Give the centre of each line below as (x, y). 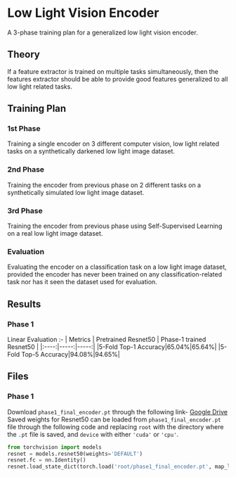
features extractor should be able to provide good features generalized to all (118, 79)
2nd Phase (26, 170)
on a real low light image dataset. (55, 234)
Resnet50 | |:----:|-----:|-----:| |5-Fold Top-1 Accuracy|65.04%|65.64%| (112, 347)
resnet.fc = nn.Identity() (47, 460)
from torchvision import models (54, 447)
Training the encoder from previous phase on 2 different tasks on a (104, 185)
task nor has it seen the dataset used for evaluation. (83, 282)
